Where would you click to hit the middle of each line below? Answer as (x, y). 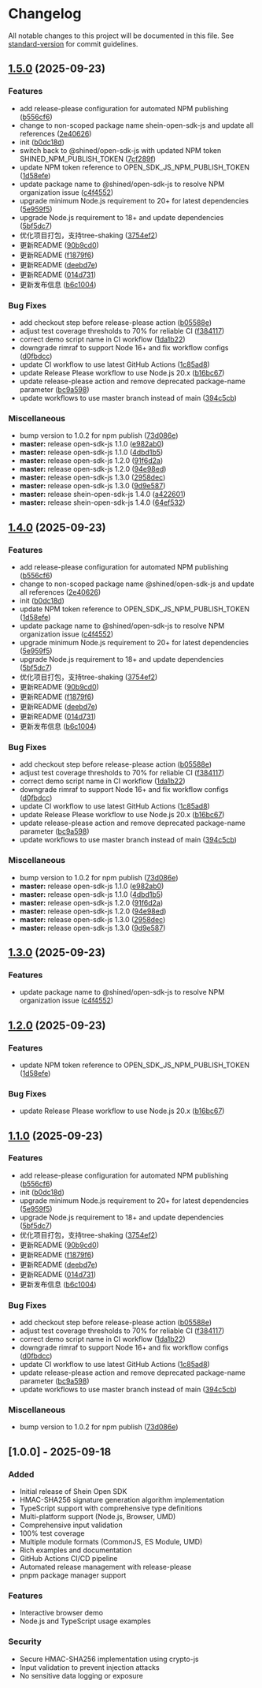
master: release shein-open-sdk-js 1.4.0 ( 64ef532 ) (102, 502)
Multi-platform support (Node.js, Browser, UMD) (98, 1517)
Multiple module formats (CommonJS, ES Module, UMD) (111, 1542)
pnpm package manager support (73, 1575)
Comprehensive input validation (71, 1525)
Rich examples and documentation (76, 1550)
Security (25, 1641)
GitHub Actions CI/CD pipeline (68, 1559)
